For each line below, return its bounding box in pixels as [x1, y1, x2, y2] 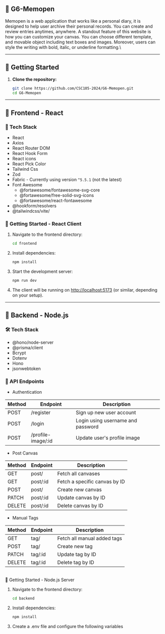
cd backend [12, 596, 35, 601]
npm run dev [12, 278, 37, 283]
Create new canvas [57, 486, 102, 493]
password [76, 423, 99, 430]
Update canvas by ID [57, 494, 106, 501]
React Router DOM [12, 145, 51, 151]
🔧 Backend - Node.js [5, 311, 69, 320]
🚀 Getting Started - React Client [5, 220, 82, 227]
